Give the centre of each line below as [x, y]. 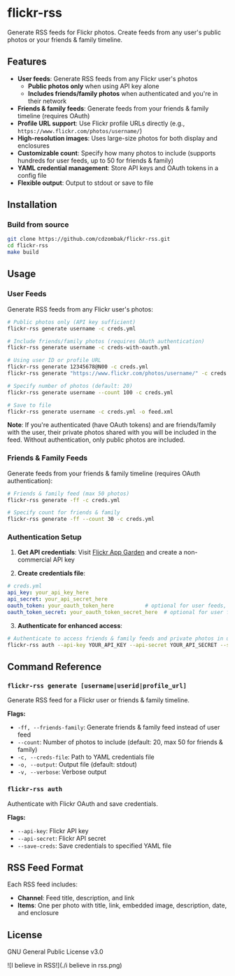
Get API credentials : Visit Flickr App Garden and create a [100, 552]
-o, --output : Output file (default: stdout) [77, 765]
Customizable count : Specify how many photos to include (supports [116, 153]
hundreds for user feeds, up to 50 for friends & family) [95, 160]
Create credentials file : [51, 573]
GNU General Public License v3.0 [55, 952]
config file [32, 175]
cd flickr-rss [28, 246]
